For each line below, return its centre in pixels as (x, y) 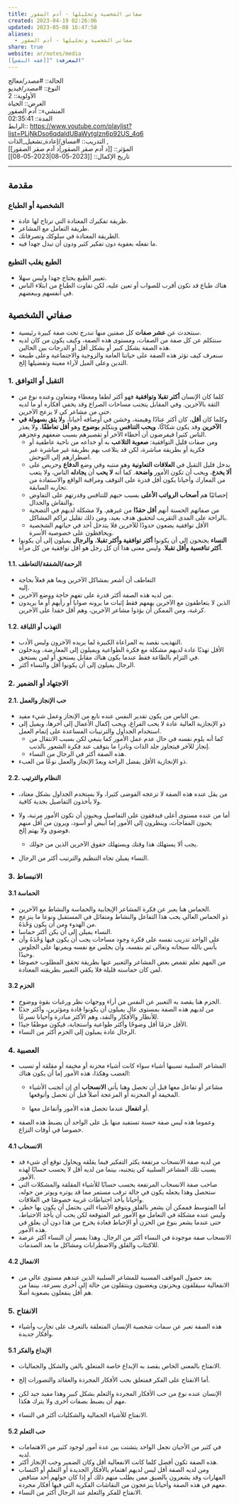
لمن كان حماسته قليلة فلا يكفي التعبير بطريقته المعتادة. (90, 969)
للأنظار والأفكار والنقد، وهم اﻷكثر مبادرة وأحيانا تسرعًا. (88, 1016)
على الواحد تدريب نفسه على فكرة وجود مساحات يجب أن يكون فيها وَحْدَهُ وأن (119, 939)
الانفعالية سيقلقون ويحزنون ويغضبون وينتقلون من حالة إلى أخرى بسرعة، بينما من (124, 1285)
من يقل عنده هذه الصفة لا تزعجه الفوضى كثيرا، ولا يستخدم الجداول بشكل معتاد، (123, 794)
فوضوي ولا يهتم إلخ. (44, 830)
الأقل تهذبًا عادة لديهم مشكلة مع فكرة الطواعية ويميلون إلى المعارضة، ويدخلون (121, 650)
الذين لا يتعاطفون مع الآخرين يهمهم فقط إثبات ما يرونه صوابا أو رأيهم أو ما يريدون (124, 603)
